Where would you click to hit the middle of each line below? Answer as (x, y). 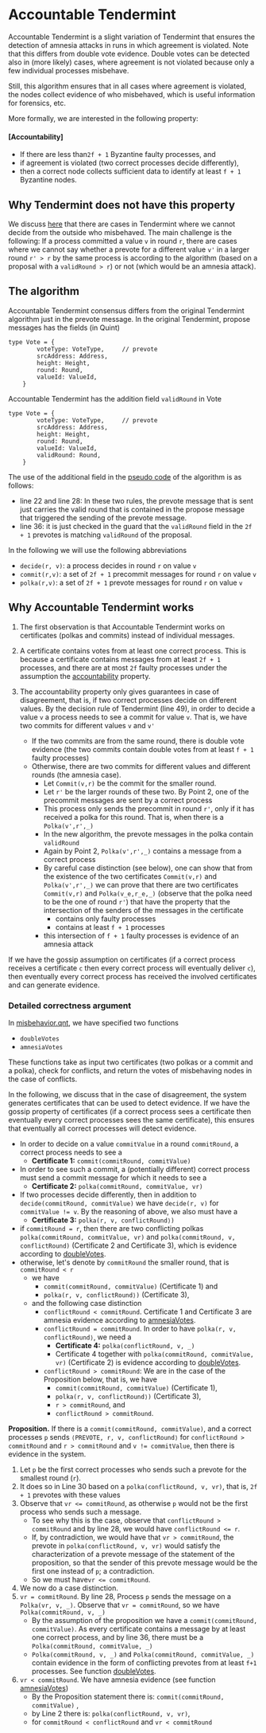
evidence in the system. (47, 1454)
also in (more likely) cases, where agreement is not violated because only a (131, 62)
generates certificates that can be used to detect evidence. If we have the (129, 1103)
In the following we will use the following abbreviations (98, 550)
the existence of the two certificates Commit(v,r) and (130, 876)
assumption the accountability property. (85, 676)
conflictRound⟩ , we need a (87, 1337)
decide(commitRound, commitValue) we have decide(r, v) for (120, 1203)
